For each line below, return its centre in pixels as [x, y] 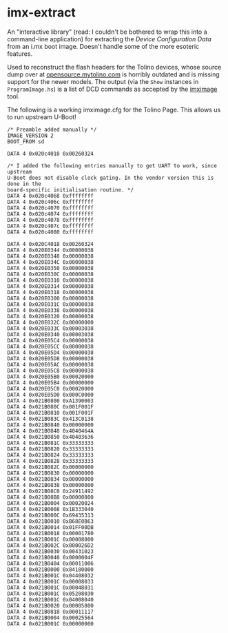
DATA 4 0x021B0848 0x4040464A [51, 431]
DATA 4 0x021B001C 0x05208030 [51, 594]
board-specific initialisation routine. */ [71, 190]
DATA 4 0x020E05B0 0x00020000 [51, 377]
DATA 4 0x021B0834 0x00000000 [51, 479]
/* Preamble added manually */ [52, 129]
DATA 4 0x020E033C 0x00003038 [51, 329]
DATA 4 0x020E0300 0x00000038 [51, 298]
